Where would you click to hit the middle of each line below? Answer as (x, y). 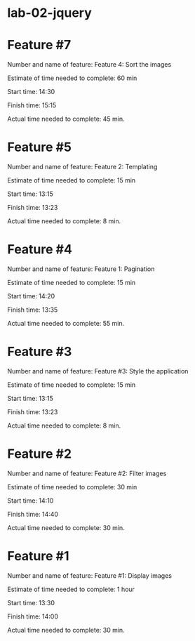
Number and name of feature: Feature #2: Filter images (87, 473)
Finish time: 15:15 (32, 105)
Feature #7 (39, 45)
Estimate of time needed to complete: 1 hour (71, 589)
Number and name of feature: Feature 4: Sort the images (89, 65)
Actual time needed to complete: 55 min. (66, 323)
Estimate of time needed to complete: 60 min (72, 78)
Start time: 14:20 (31, 296)
